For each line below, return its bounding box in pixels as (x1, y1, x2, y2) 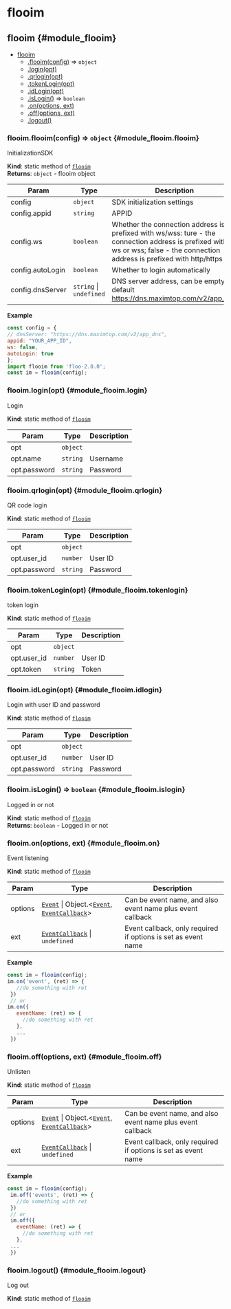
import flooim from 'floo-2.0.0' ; (7, 363, 107, 370)
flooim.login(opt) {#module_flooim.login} (7, 386, 148, 395)
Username (89, 454, 124, 463)
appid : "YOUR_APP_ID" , (7, 338, 72, 344)
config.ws (10, 237, 43, 247)
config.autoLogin (10, 265, 65, 275)
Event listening (7, 854, 49, 862)
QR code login (7, 500, 47, 509)
